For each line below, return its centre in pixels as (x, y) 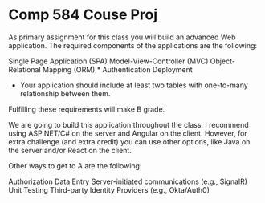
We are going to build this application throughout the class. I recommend (128, 124)
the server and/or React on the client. (70, 150)
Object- (222, 61)
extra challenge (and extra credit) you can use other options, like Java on (129, 141)
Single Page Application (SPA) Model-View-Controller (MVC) (108, 61)
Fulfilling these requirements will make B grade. (87, 109)
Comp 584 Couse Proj (83, 15)
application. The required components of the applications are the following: (133, 45)
